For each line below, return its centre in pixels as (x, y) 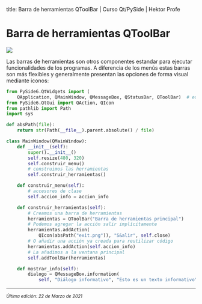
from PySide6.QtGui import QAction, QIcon (60, 103)
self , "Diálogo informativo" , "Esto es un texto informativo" (118, 280)
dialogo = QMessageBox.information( (74, 274)
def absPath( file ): (31, 125)
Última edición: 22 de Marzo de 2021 (44, 296)
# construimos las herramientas (69, 169)
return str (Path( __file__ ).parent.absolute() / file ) (86, 130)
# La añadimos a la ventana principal (76, 252)
